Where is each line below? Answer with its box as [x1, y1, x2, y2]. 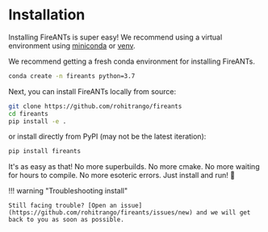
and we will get [196, 209, 251, 217]
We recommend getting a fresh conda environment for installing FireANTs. [8, 56, 256, 66]
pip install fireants [8, 147, 82, 155]
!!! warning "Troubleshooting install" [8, 186, 128, 196]
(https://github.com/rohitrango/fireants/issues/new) [8, 209, 194, 217]
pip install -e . [8, 117, 67, 126]
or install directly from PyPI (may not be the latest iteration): [8, 131, 207, 142]
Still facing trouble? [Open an [8, 201, 117, 210]
